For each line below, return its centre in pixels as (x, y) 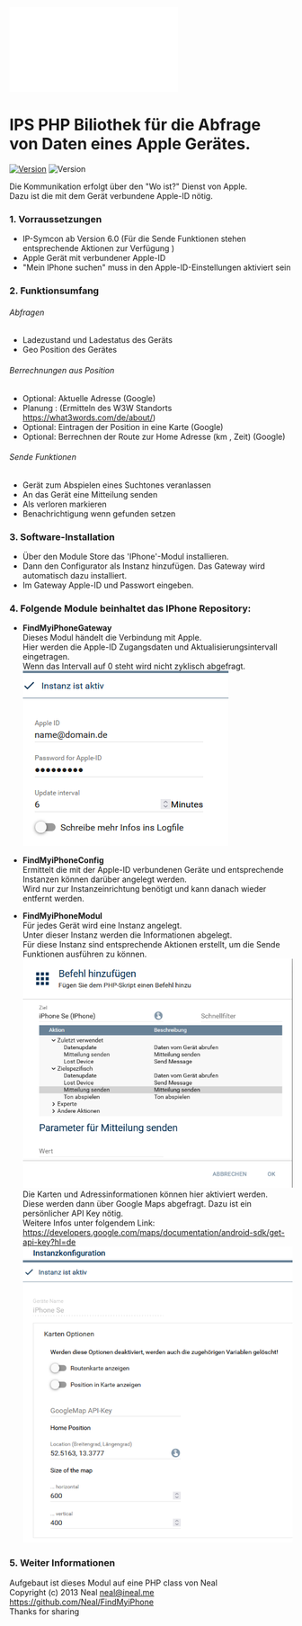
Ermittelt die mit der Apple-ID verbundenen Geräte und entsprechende (153, 870)
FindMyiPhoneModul (62, 916)
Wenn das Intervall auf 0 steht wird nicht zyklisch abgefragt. (133, 666)
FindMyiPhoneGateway (67, 628)
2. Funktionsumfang (54, 291)
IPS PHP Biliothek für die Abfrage (135, 125)
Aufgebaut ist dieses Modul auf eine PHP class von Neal (114, 1583)
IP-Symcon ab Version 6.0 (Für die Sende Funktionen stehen (134, 239)
